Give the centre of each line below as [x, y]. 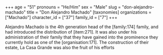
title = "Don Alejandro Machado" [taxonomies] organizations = [89, 12]
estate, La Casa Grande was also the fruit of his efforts [60, 47]
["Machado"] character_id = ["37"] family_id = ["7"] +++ [61, 17]
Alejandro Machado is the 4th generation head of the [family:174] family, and [82, 27]
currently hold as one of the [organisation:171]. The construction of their [77, 42]
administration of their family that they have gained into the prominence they [81, 37]
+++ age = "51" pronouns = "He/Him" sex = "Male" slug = [63, 7]
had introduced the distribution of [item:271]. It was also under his [71, 32]
